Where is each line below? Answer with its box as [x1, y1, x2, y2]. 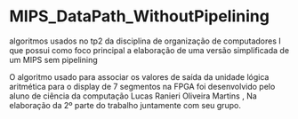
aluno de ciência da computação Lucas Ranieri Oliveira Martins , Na [9, 91, 258, 101]
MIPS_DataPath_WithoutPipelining [9, 6, 270, 27]
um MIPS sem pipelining [9, 54, 98, 65]
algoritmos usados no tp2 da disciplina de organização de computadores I [9, 36, 282, 46]
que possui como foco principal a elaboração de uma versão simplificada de [9, 44, 290, 55]
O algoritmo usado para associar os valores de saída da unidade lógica [9, 71, 270, 82]
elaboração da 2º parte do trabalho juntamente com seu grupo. [9, 99, 242, 110]
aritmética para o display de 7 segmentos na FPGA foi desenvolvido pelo [9, 81, 276, 91]
